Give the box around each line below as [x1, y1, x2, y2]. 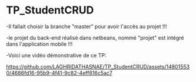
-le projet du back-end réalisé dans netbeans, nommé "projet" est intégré [6, 34, 184, 41]
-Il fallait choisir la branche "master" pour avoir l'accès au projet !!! [6, 23, 167, 30]
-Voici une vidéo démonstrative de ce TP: [6, 52, 107, 59]
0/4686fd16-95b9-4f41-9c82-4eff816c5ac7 [6, 69, 113, 76]
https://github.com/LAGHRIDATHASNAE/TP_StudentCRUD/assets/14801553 [6, 63, 190, 70]
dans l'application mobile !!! [6, 40, 73, 47]
